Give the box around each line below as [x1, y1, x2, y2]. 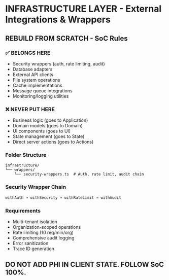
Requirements [5, 207, 41, 214]
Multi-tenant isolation [12, 219, 57, 225]
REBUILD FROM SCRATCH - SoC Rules [5, 34, 128, 43]
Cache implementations [12, 82, 62, 88]
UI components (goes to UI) [12, 128, 71, 134]
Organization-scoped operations [12, 224, 81, 230]
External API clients [12, 72, 54, 78]
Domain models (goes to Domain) [12, 123, 83, 129]
